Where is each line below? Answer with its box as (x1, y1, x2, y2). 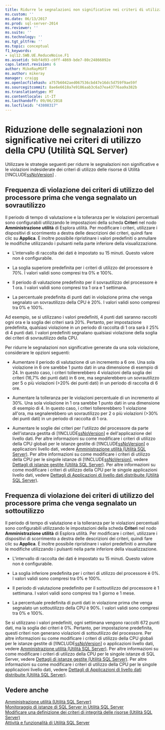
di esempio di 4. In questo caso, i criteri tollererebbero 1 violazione (12, 405, 147, 411)
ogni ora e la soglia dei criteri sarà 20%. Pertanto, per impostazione (5, 319, 142, 325)
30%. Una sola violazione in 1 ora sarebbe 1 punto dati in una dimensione (12, 400, 160, 406)
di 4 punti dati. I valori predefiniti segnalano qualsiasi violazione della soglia (5, 329, 158, 335)
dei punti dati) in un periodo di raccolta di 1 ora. (12, 415, 108, 421)
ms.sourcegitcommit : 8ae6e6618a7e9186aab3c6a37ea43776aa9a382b (5, 84, 137, 90)
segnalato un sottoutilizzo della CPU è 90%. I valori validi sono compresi (12, 605, 159, 611)
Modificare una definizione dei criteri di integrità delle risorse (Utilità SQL (5, 709, 153, 715)
